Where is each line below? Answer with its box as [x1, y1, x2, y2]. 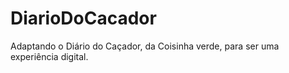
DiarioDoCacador [10, 7, 157, 30]
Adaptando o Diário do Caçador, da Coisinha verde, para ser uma [10, 40, 280, 52]
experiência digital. [10, 50, 89, 62]
